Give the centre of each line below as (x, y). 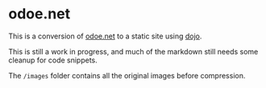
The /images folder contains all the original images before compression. (127, 75)
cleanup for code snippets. (53, 60)
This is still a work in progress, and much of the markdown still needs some (133, 51)
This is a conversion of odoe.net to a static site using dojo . (105, 36)
